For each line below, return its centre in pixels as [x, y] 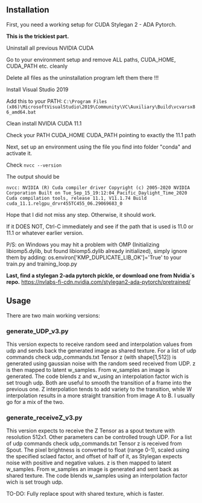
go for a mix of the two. [35, 402]
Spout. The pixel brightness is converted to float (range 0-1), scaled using [98, 450]
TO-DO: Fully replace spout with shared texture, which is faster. [85, 494]
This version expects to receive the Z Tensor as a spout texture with [90, 431]
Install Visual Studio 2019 [37, 89]
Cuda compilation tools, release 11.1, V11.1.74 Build [77, 198]
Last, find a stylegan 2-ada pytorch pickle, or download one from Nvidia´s [100, 275]
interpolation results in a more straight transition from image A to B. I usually [100, 396]
